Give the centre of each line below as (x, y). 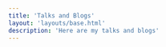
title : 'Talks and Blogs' (51, 16)
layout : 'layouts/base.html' (57, 23)
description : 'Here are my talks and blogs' (84, 30)
